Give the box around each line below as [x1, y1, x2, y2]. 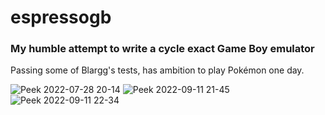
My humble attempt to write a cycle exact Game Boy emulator [10, 42, 315, 56]
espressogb [10, 6, 112, 29]
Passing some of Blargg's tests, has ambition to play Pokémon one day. [10, 64, 305, 76]
